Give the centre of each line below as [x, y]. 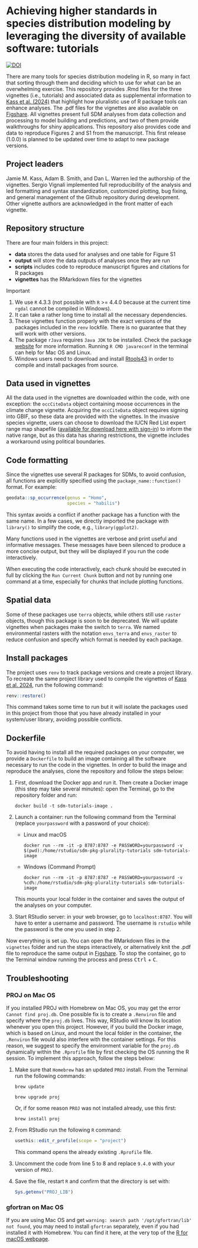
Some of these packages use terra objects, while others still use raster [94, 614]
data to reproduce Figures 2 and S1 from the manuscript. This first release [96, 133]
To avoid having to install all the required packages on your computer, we [95, 753]
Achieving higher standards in [82, 11]
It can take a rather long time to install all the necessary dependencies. [101, 315]
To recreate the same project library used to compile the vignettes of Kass [97, 679]
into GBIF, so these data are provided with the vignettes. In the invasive [92, 416]
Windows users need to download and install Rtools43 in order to [94, 358]
